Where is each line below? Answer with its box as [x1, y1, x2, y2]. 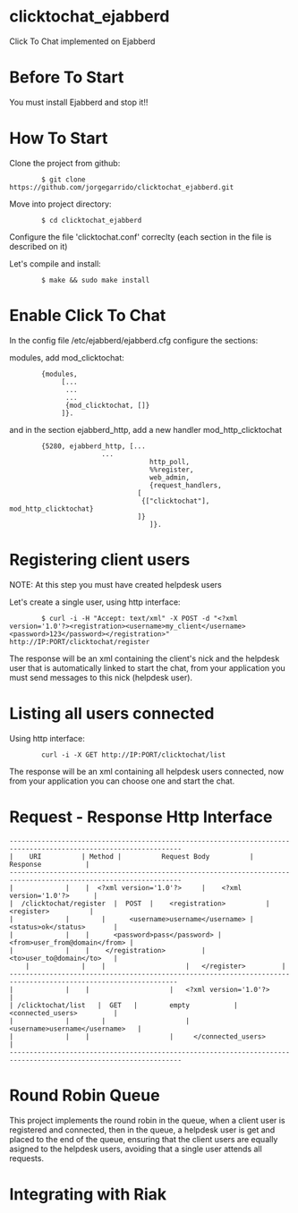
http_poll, [149, 457, 191, 466]
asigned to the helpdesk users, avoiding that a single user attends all [9, 1143, 262, 1154]
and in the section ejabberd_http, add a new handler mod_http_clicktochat [9, 424, 283, 435]
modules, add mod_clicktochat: [9, 352, 125, 363]
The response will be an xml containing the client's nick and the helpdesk [9, 653, 280, 664]
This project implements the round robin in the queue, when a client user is [9, 1115, 285, 1125]
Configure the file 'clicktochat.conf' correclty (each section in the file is [9, 231, 272, 242]
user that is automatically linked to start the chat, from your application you [9, 662, 286, 673]
